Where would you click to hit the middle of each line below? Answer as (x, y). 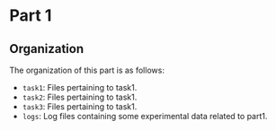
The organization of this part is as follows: (87, 70)
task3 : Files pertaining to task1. (80, 107)
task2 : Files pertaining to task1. (80, 97)
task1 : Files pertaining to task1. (80, 87)
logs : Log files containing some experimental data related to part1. (145, 116)
